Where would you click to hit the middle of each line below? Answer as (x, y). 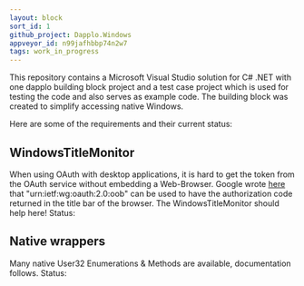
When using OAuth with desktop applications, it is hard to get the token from (152, 174)
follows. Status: (38, 272)
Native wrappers (58, 242)
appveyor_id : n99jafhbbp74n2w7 (69, 43)
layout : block (36, 18)
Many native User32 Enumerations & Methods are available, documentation (151, 263)
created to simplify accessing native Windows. (97, 106)
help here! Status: (42, 212)
